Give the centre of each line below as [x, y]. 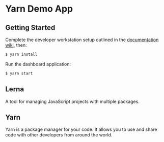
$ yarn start [19, 73]
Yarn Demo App [39, 9]
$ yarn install [21, 54]
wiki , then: [16, 45]
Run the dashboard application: [38, 64]
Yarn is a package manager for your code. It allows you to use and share [81, 129]
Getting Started [30, 28]
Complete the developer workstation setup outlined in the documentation [82, 40]
